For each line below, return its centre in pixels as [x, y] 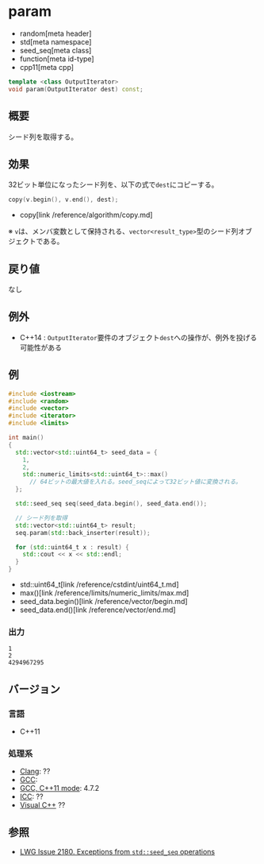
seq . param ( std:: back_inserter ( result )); [83, 533]
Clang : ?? [35, 771]
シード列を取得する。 [43, 137]
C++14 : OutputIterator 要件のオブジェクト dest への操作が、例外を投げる [138, 337]
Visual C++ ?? [42, 805]
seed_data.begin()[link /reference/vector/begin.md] [103, 601]
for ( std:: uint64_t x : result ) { [72, 547]
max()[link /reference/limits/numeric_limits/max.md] [104, 593]
